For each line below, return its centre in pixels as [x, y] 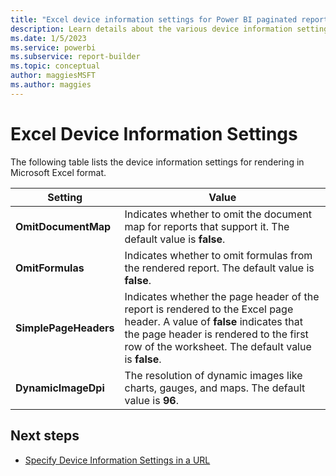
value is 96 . [151, 400]
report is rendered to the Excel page [209, 309]
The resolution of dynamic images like [213, 375]
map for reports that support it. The [207, 226]
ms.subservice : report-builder [75, 57]
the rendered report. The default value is [219, 268]
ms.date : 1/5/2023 [48, 38]
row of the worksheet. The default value [218, 346]
